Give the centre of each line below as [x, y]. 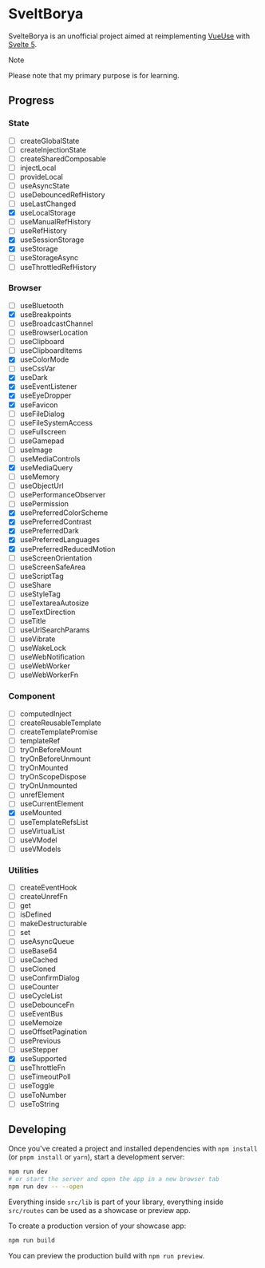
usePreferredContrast [55, 522]
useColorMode [44, 359]
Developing [37, 1129]
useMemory [40, 477]
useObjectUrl [42, 486]
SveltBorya [46, 14]
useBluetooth [42, 305]
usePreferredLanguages [59, 540]
